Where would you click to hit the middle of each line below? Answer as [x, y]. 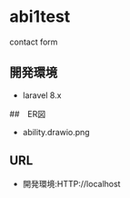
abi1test [40, 17]
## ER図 [28, 114]
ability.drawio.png [56, 132]
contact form [34, 42]
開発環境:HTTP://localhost [71, 183]
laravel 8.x [42, 95]
